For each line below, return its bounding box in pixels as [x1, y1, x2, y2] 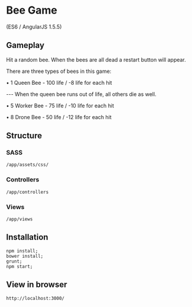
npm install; [6, 248, 38, 254]
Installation [6, 232, 48, 242]
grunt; [6, 258, 22, 264]
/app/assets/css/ [6, 162, 49, 168]
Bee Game [6, 4, 58, 17]
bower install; [6, 253, 44, 259]
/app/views [6, 216, 33, 222]
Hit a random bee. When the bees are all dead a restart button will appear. [6, 56, 186, 63]
